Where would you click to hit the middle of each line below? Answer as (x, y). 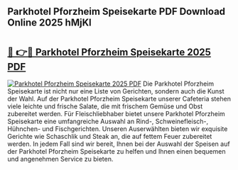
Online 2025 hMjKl (49, 23)
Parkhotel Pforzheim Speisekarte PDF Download (117, 12)
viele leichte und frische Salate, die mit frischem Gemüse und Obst (105, 106)
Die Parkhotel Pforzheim (179, 84)
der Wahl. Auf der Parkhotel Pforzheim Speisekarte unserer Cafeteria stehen (119, 99)
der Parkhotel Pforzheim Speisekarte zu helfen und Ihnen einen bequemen (117, 151)
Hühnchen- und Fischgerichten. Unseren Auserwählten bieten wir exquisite (118, 129)
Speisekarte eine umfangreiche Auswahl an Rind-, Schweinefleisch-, (108, 121)
